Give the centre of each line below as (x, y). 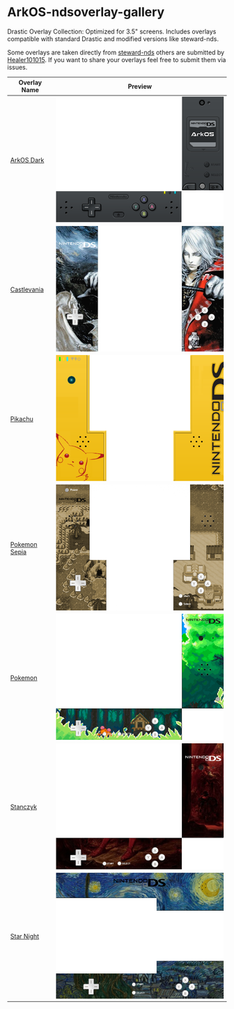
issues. (17, 67)
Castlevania (27, 289)
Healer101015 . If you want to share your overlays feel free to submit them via (117, 59)
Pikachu (22, 418)
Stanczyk (23, 807)
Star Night (25, 936)
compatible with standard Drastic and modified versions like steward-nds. (113, 38)
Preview (140, 86)
